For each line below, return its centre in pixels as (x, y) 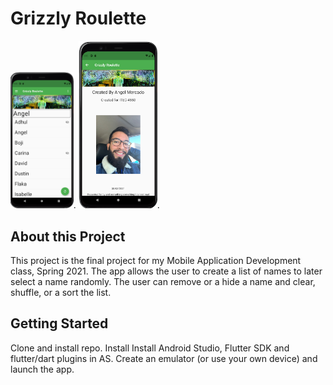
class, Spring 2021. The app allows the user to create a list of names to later (166, 271)
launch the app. (42, 369)
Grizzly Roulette (78, 18)
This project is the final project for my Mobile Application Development (156, 260)
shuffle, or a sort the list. (61, 292)
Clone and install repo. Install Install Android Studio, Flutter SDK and (150, 348)
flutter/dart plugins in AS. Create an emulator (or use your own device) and (164, 358)
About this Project (68, 236)
